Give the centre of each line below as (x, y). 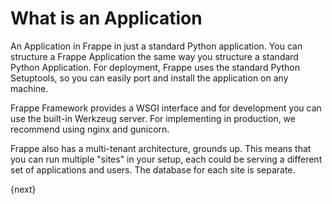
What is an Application (106, 18)
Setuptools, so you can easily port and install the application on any (149, 78)
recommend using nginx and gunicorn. (90, 129)
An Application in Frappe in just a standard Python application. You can (156, 46)
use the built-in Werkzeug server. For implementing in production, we (153, 118)
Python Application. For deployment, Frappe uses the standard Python (155, 67)
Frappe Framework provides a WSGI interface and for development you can (166, 108)
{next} (23, 189)
